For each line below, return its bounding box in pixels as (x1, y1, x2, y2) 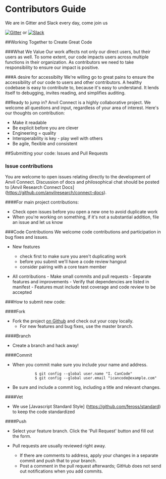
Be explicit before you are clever (12, 125, 79, 131)
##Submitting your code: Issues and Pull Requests (5, 150, 108, 156)
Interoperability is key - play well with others (12, 135, 103, 141)
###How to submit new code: (5, 299, 66, 305)
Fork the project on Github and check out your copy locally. (12, 318, 134, 324)
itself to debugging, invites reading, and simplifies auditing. (5, 90, 126, 96)
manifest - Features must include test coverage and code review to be (12, 284, 156, 290)
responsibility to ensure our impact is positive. (5, 64, 99, 70)
